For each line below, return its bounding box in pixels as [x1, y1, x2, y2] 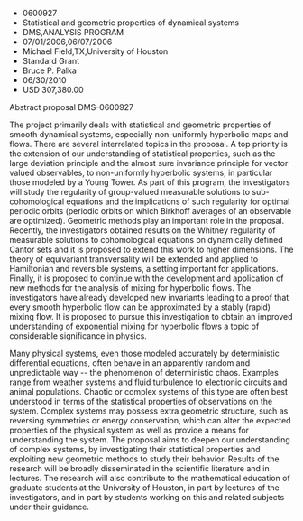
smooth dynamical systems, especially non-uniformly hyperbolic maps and [9, 129, 289, 139]
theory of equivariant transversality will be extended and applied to [9, 254, 259, 265]
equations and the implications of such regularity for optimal [66, 196, 290, 207]
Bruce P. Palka [22, 65, 77, 76]
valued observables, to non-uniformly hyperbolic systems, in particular [9, 167, 273, 178]
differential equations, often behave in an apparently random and [9, 358, 251, 368]
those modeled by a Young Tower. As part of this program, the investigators [9, 177, 290, 188]
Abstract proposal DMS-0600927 [9, 102, 133, 112]
